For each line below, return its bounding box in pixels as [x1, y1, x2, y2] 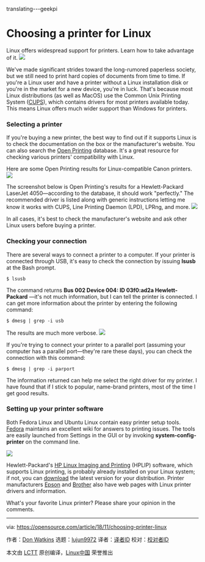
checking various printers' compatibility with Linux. [6, 153, 135, 161]
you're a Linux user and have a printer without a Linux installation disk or [6, 79, 189, 86]
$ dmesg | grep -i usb [6, 318, 64, 324]
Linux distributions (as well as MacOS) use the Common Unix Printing [6, 92, 181, 99]
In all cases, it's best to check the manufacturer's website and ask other [6, 215, 187, 222]
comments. [6, 505, 35, 513]
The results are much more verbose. [6, 329, 98, 337]
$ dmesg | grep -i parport [6, 366, 75, 372]
